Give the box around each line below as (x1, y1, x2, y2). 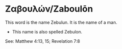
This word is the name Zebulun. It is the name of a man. (5, 19, 118, 25)
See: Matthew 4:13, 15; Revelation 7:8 (5, 38, 80, 44)
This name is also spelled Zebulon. (12, 29, 82, 34)
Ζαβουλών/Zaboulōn (5, 3, 93, 15)
